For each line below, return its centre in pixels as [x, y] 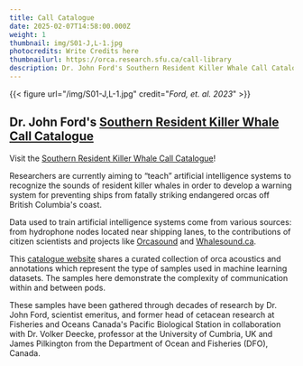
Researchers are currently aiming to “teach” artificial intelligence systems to [150, 175]
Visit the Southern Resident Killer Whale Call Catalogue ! [113, 158]
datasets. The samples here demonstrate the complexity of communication [149, 277]
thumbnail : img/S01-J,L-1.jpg [66, 43]
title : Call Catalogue [52, 18]
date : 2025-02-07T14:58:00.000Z [70, 26]
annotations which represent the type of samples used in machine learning [148, 268]
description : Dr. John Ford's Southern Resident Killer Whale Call [139, 69]
